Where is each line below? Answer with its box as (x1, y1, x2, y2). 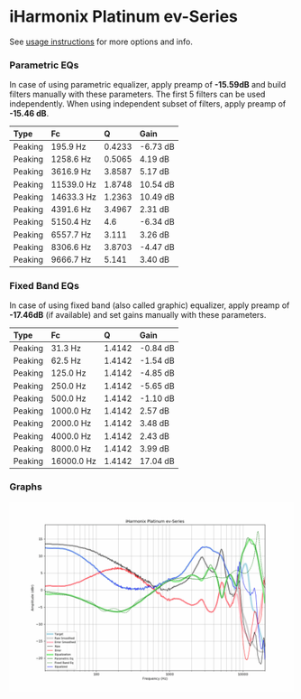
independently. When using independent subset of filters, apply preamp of (9, 98, 287, 109)
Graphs (9, 480, 42, 493)
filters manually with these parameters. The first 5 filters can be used (9, 89, 266, 100)
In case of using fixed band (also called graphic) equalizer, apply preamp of (9, 300, 290, 311)
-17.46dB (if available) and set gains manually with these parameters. (9, 310, 267, 321)
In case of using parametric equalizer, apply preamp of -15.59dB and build (9, 79, 287, 90)
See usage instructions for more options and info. (9, 36, 194, 47)
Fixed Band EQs (9, 279, 79, 292)
